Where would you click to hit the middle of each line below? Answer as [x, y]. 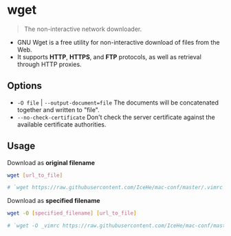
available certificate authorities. [62, 124]
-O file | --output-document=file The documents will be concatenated [118, 103]
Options [25, 86]
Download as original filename [51, 162]
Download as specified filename [54, 201]
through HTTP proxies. [49, 64]
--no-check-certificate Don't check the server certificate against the [116, 117]
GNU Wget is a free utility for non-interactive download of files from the [118, 42]
